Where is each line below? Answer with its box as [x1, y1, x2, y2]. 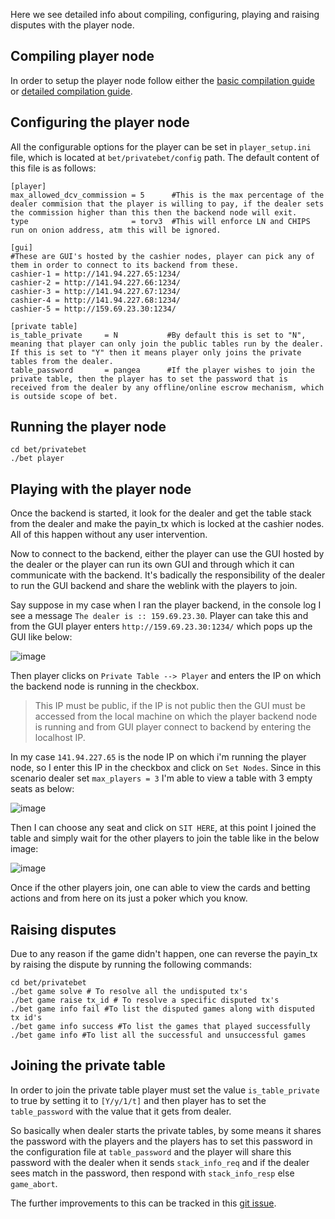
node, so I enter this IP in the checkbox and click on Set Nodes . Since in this [10, 762, 322, 774]
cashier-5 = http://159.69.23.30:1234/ [10, 304, 177, 314]
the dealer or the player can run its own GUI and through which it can [10, 559, 295, 571]
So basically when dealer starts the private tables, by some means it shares [10, 1124, 322, 1136]
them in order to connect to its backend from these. [10, 260, 240, 270]
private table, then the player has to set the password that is [10, 374, 288, 384]
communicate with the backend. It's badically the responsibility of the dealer [10, 569, 326, 581]
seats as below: [10, 783, 75, 795]
